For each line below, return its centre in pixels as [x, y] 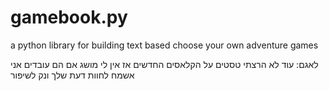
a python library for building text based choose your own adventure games [164, 45]
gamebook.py [69, 17]
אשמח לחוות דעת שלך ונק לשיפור [72, 75]
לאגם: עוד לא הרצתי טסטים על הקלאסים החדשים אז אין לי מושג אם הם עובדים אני [164, 64]
